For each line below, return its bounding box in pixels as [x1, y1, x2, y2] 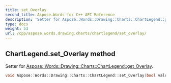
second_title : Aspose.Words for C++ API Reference [5, 12, 115, 17]
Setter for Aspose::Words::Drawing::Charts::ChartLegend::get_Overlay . [5, 63, 154, 69]
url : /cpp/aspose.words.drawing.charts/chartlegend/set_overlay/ [5, 31, 147, 36]
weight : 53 [5, 26, 28, 31]
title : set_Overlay [5, 7, 47, 13]
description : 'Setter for [5, 17, 60, 22]
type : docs [5, 21, 28, 27]
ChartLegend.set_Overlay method [5, 50, 116, 58]
